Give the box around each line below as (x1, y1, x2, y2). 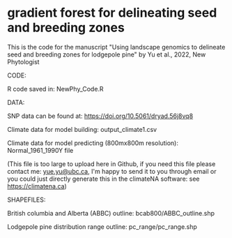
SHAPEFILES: (7, 195, 46, 204)
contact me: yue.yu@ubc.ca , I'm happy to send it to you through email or (7, 167, 217, 175)
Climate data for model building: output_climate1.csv (7, 125, 157, 133)
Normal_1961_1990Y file (7, 146, 74, 154)
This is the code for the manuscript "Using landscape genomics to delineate (7, 43, 226, 51)
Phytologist (7, 57, 40, 66)
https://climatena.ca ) (7, 181, 68, 190)
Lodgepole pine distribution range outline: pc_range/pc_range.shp (7, 222, 197, 231)
